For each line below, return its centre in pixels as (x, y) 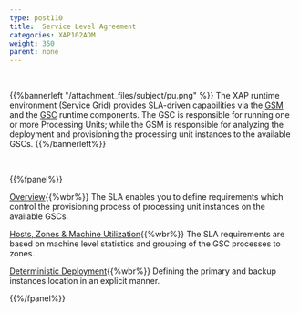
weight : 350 (32, 43)
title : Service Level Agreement (73, 26)
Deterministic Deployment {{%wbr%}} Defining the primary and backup (143, 271)
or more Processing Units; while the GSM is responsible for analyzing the (147, 125)
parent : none (34, 52)
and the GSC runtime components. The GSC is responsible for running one (150, 115)
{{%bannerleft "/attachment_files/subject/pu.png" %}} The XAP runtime (145, 96)
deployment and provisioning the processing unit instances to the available (150, 134)
